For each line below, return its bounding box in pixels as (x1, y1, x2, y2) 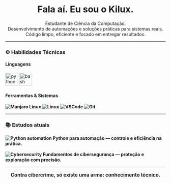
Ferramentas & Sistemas (5, 93, 59, 99)
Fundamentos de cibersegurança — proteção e (42, 151, 144, 157)
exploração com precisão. (5, 157, 62, 163)
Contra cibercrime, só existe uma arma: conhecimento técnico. (10, 171, 161, 178)
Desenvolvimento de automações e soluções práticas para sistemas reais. (7, 25, 164, 32)
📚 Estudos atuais (5, 121, 50, 129)
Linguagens (5, 61, 31, 67)
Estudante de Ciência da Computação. (45, 20, 126, 26)
